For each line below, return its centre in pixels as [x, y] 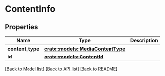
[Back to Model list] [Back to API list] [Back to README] [61, 69]
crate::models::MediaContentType [85, 49]
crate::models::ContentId [74, 57]
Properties [22, 27]
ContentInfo [30, 9]
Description [144, 41]
